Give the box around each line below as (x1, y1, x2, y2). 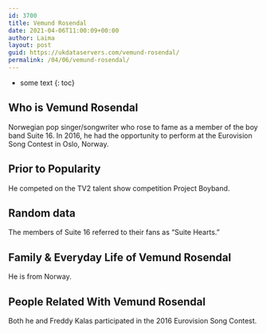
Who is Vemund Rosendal (8, 101, 139, 115)
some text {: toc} (19, 77, 76, 88)
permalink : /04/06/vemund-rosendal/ (8, 57, 130, 65)
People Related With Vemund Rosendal (8, 295, 205, 308)
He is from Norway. (8, 272, 72, 281)
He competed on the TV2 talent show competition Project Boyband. (8, 183, 230, 193)
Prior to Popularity (8, 163, 101, 176)
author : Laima (8, 33, 56, 42)
